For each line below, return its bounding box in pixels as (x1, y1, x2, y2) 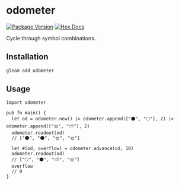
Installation (6, 52, 49, 62)
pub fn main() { (6, 110, 46, 116)
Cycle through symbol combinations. (6, 34, 96, 42)
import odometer (6, 100, 46, 106)
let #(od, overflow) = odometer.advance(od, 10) (11, 146, 134, 152)
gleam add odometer (6, 68, 55, 74)
